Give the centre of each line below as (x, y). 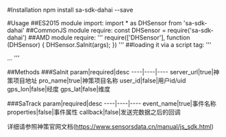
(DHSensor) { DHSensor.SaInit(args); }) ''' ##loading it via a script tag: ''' (109, 45)
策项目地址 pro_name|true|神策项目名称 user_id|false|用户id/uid (97, 80)
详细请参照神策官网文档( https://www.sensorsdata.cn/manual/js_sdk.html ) (111, 126)
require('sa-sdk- (190, 30)
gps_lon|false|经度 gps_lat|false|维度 (59, 89)
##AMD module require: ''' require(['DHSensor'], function (109, 37)
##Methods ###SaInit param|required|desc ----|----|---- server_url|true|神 (113, 72)
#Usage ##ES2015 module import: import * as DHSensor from (95, 23)
